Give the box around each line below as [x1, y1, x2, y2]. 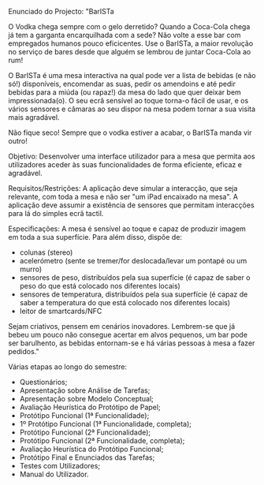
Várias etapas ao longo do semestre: [8, 362, 128, 371]
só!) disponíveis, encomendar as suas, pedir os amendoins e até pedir [8, 79, 236, 88]
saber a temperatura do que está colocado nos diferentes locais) [19, 298, 231, 307]
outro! [8, 136, 28, 145]
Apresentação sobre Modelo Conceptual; [19, 394, 154, 403]
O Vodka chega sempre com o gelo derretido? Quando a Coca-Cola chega [8, 22, 251, 31]
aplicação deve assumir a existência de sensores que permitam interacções [8, 200, 255, 210]
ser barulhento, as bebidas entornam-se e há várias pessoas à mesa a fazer [8, 338, 255, 348]
